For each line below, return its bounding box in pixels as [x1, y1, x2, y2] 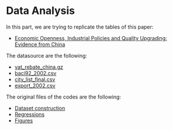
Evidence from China [14, 41, 65, 48]
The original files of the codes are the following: [6, 93, 122, 100]
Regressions [14, 111, 45, 118]
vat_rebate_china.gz [14, 63, 63, 71]
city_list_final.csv [14, 76, 56, 83]
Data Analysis [6, 4, 75, 17]
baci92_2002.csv [14, 69, 57, 76]
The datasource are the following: [6, 52, 88, 59]
